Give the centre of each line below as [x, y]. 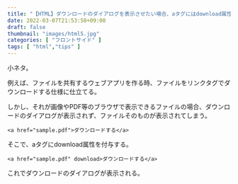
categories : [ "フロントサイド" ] [55, 40]
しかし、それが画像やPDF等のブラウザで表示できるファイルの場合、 [107, 107]
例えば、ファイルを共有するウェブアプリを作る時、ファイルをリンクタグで [116, 83]
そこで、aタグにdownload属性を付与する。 [70, 144]
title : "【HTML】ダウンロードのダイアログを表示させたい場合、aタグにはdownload [114, 14]
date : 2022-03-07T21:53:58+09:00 [57, 21]
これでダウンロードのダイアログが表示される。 [75, 173]
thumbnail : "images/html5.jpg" [53, 34]
